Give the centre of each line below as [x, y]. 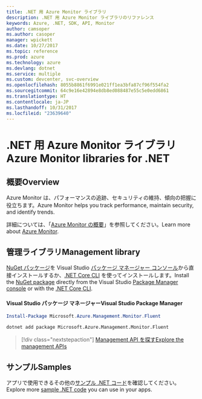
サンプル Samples [39, 367]
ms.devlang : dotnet [31, 68]
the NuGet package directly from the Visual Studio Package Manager [92, 282]
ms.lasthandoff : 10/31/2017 [42, 107]
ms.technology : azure [34, 62]
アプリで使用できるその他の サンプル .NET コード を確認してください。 [93, 383]
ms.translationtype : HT [36, 96]
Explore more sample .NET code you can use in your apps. [79, 389]
